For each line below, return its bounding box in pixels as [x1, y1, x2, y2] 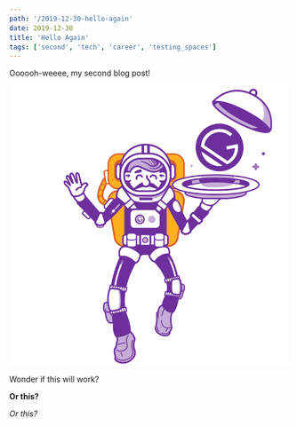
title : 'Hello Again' [9, 33, 90, 42]
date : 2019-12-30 [9, 23, 74, 33]
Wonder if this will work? [9, 374, 100, 385]
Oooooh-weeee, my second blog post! [9, 67, 151, 79]
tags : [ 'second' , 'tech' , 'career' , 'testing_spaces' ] [9, 43, 217, 51]
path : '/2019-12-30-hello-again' [9, 14, 133, 23]
